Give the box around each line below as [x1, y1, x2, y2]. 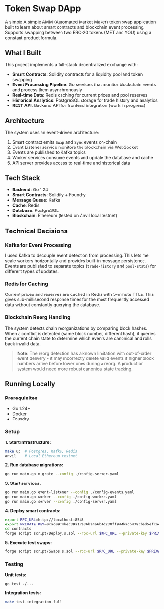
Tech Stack [5, 174, 40, 182]
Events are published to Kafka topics [12, 149, 86, 155]
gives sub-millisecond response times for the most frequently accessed [5, 296, 150, 303]
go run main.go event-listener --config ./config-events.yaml [5, 490, 134, 495]
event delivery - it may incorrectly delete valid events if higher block [17, 355, 154, 361]
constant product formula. [5, 35, 58, 41]
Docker [12, 411, 27, 417]
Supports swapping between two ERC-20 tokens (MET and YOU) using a [5, 29, 152, 35]
